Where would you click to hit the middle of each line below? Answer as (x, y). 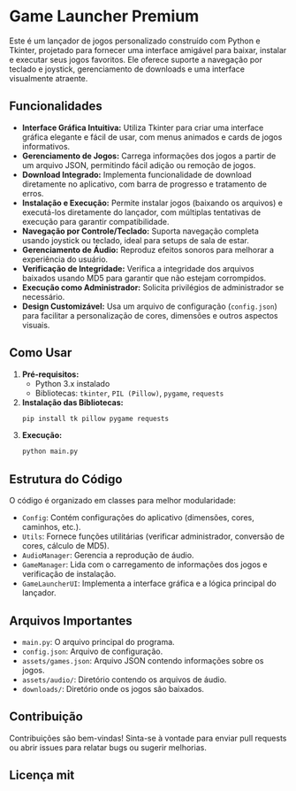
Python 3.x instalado (72, 383)
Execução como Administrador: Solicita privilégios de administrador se (153, 287)
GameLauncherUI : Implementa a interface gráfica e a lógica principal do (149, 584)
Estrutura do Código (66, 479)
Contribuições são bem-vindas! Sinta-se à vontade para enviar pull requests (148, 738)
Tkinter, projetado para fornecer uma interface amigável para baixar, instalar (148, 50)
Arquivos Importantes (71, 621)
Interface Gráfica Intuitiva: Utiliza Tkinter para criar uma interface (143, 127)
